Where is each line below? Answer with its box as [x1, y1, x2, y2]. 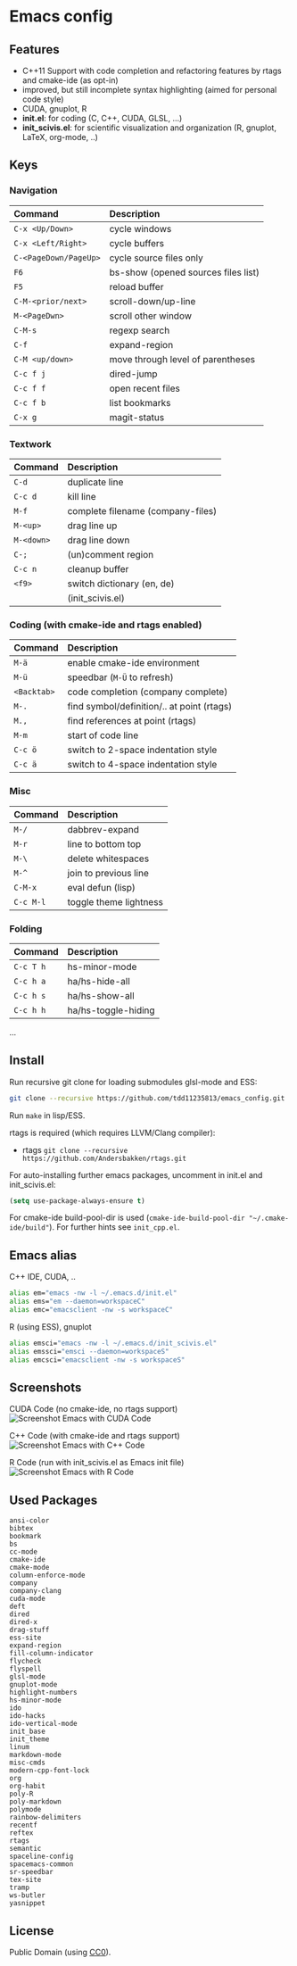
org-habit [9, 1782, 46, 1791]
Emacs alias [9, 1248, 78, 1263]
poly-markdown [9, 1797, 62, 1806]
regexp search [109, 324, 170, 336]
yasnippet [9, 1899, 46, 1908]
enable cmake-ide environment [67, 657, 201, 669]
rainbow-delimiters [9, 1813, 82, 1822]
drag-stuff [9, 1626, 50, 1635]
